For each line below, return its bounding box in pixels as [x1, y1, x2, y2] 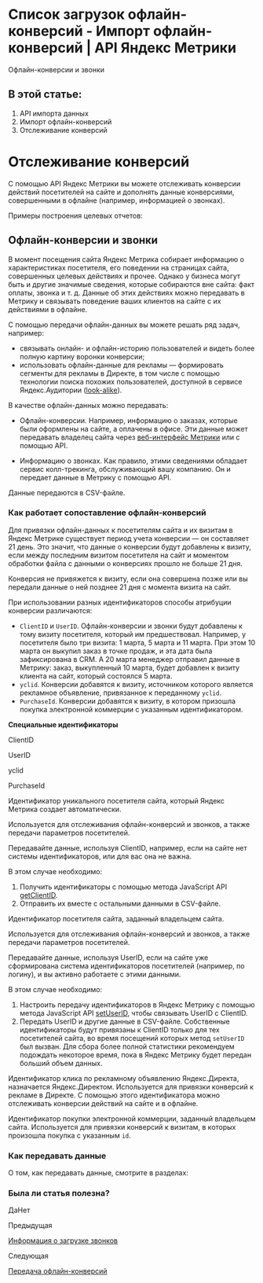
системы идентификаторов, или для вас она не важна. [8, 851, 192, 861]
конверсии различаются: [8, 605, 93, 615]
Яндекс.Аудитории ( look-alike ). [19, 385, 122, 395]
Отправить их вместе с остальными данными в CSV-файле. [19, 899, 221, 908]
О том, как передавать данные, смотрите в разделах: [8, 1168, 188, 1178]
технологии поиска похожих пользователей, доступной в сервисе [19, 377, 243, 386]
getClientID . [19, 890, 58, 899]
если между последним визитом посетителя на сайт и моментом [8, 550, 229, 560]
